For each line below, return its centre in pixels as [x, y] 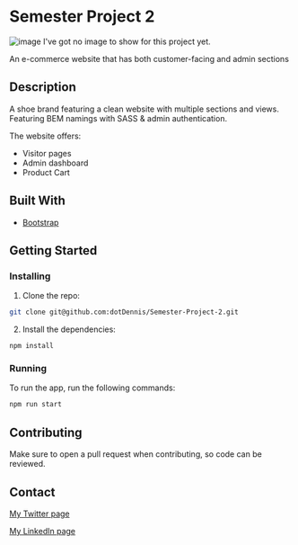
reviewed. [28, 464]
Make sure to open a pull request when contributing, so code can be [136, 454]
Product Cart [46, 172]
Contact [32, 492]
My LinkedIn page [43, 531]
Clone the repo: [51, 296]
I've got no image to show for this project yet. [127, 41]
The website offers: [45, 136]
